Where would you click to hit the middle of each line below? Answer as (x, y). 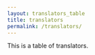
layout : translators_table (46, 13)
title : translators (35, 20)
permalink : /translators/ (44, 26)
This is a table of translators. (48, 46)
